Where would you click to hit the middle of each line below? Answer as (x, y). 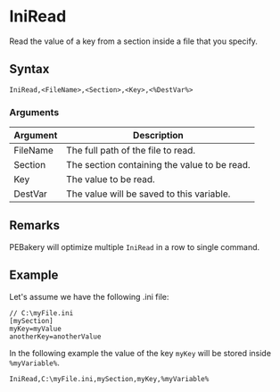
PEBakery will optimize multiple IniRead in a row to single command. (135, 246)
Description (158, 136)
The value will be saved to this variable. (148, 194)
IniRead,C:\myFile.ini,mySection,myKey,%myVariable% (109, 379)
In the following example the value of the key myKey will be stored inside (140, 353)
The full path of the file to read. (131, 151)
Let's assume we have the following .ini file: (89, 296)
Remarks (35, 225)
